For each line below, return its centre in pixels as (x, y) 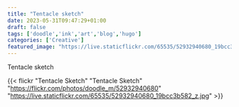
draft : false (27, 27)
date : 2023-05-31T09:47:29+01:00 (57, 21)
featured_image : (31, 47)
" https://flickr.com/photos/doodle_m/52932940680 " (84, 88)
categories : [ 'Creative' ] (46, 40)
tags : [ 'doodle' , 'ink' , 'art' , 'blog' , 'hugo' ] (74, 34)
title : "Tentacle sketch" (46, 14)
